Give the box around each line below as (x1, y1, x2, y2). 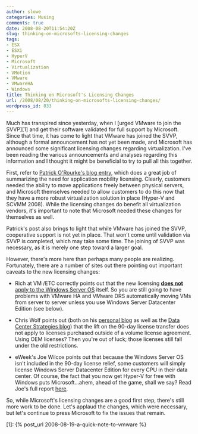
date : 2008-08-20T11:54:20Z (6, 25, 76, 32)
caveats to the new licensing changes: (6, 268, 100, 275)
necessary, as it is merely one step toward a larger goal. (6, 244, 143, 251)
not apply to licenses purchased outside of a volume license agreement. (14, 329, 191, 336)
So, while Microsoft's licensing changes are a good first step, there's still (6, 396, 184, 404)
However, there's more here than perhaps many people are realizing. (6, 255, 175, 262)
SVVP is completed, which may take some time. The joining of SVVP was (6, 237, 186, 244)
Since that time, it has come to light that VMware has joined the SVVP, (6, 132, 178, 139)
